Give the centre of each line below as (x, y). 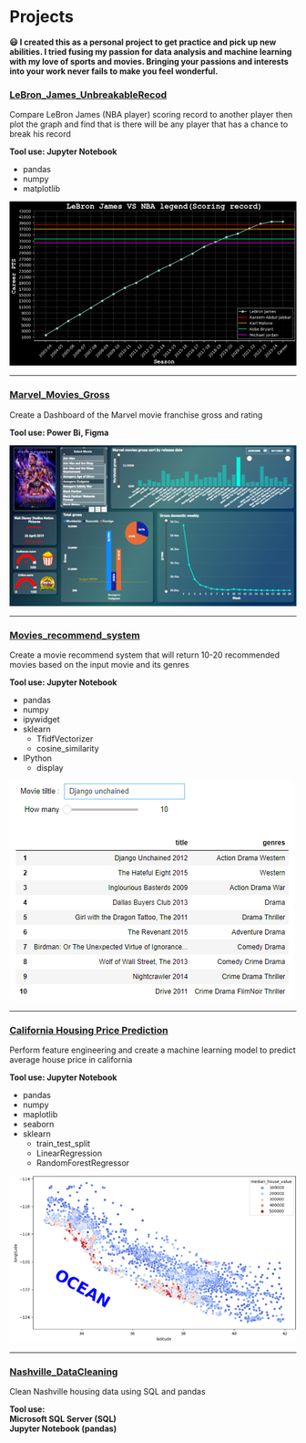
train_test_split (63, 1144)
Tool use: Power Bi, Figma (59, 432)
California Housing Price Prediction (89, 1030)
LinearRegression (69, 1153)
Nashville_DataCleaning (64, 1372)
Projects (42, 17)
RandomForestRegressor (83, 1163)
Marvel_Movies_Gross (60, 395)
